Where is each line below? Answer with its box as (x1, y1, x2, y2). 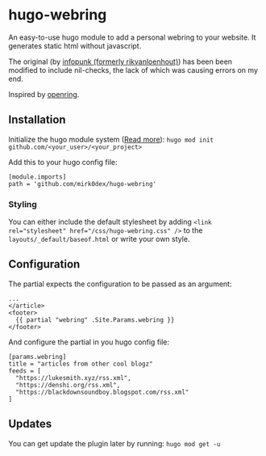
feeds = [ (8, 366, 42, 375)
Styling (8, 198, 38, 209)
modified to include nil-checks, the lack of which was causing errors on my (8, 65, 259, 74)
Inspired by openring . (8, 89, 80, 99)
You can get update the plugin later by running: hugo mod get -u (8, 438, 221, 448)
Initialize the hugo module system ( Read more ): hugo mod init (8, 134, 214, 144)
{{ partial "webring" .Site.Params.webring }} (15, 315, 175, 324)
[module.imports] (8, 172, 67, 181)
